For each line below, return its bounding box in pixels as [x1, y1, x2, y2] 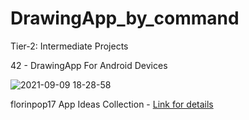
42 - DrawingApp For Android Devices [10, 59, 168, 71]
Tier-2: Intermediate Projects [10, 40, 129, 52]
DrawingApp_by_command [10, 7, 240, 30]
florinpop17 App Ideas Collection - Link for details [10, 98, 214, 110]
